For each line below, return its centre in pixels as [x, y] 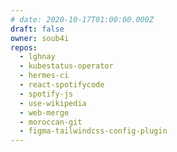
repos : [24, 47]
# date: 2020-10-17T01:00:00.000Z [82, 19]
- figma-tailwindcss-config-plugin [93, 131]
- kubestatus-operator [66, 66]
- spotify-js [46, 94]
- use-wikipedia [53, 103]
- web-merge [44, 112]
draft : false [37, 29]
